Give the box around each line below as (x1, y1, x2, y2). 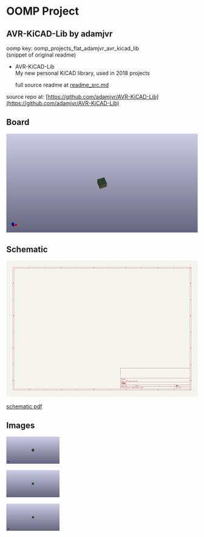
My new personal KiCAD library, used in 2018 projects (15, 69, 151, 77)
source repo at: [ (6, 93, 48, 100)
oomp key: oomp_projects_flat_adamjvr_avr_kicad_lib (6, 44, 140, 52)
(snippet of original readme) (6, 51, 76, 59)
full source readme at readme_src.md (15, 81, 109, 88)
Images (6, 420, 35, 430)
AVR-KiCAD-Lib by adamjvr (6, 29, 113, 39)
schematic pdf (6, 402, 42, 410)
